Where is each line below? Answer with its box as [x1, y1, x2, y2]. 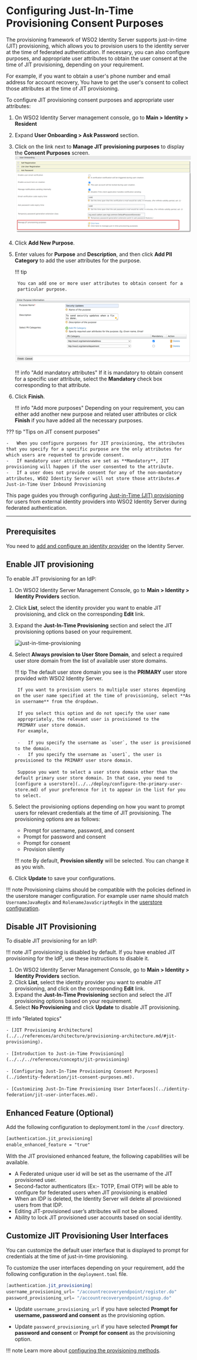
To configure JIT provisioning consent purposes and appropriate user [6, 96, 175, 103]
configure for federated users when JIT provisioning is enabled [14, 1189, 167, 1196]
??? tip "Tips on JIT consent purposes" [6, 428, 100, 436]
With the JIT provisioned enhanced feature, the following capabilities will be [6, 1152, 189, 1159]
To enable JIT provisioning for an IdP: [6, 575, 97, 582]
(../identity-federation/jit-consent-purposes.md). [6, 1074, 135, 1080]
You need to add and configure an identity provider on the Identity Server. [6, 542, 185, 549]
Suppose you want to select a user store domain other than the [17, 769, 178, 775]
